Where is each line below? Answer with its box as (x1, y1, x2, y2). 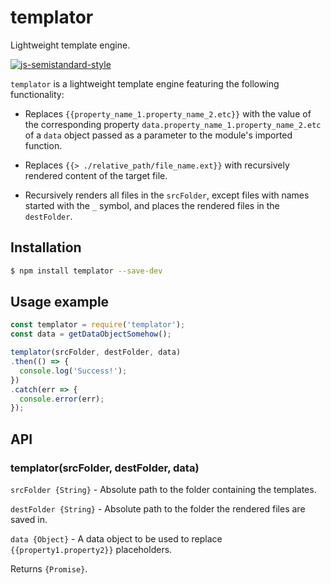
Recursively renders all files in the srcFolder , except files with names (24, 189, 310, 201)
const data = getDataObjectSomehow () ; (10, 329, 172, 340)
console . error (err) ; (19, 394, 105, 404)
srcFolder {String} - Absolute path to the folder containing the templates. (10, 484, 317, 495)
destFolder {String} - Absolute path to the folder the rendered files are (10, 503, 306, 515)
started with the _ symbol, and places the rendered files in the (24, 199, 280, 211)
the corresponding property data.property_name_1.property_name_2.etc (24, 118, 322, 130)
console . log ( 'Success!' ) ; (19, 366, 128, 376)
